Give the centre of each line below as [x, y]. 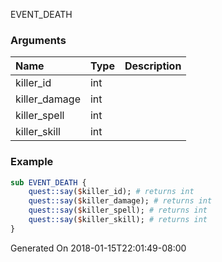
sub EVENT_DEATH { [48, 182]
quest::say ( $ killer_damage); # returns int [120, 201]
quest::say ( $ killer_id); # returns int [111, 192]
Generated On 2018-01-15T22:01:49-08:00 [98, 248]
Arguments [38, 40]
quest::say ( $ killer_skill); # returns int [118, 220]
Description [153, 66]
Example [32, 162]
